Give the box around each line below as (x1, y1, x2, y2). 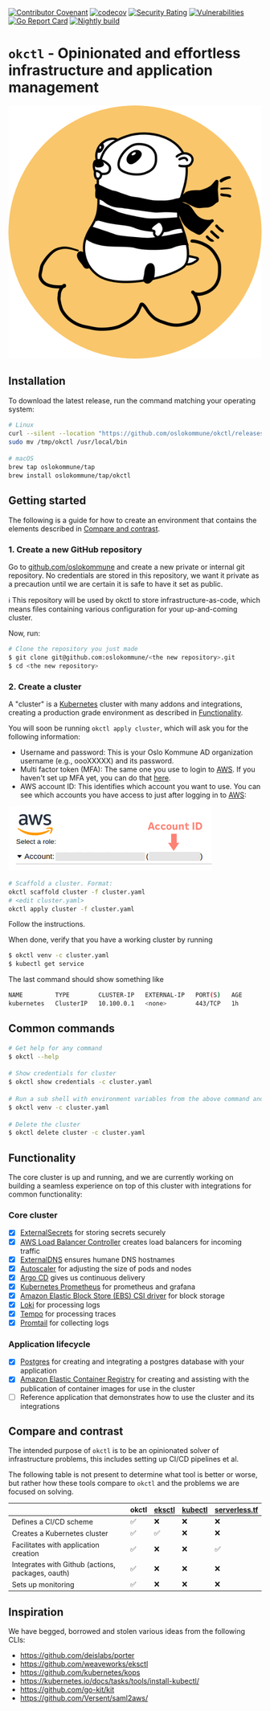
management (8, 79, 99, 96)
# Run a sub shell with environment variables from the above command (8, 1095, 250, 1103)
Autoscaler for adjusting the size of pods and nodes (19, 1263, 192, 1273)
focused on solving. (8, 1487, 74, 1496)
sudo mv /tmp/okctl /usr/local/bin (8, 438, 128, 446)
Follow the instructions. (8, 919, 86, 929)
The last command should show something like (8, 975, 165, 984)
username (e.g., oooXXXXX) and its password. (19, 755, 174, 765)
